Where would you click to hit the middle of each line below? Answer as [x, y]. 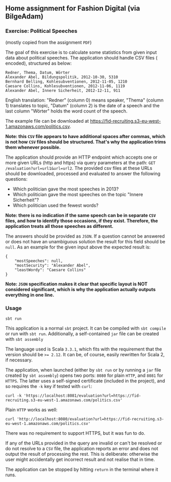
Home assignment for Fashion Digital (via [73, 8]
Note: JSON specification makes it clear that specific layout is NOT [77, 284]
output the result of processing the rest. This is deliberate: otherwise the [82, 454]
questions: [16, 179]
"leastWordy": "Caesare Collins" [50, 270]
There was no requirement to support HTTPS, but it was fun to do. [75, 433]
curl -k [14, 396]
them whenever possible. [33, 147]
